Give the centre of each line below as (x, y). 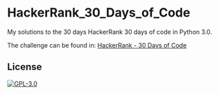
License (25, 67)
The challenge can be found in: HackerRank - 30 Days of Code (97, 45)
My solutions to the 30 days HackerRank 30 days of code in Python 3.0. (110, 32)
